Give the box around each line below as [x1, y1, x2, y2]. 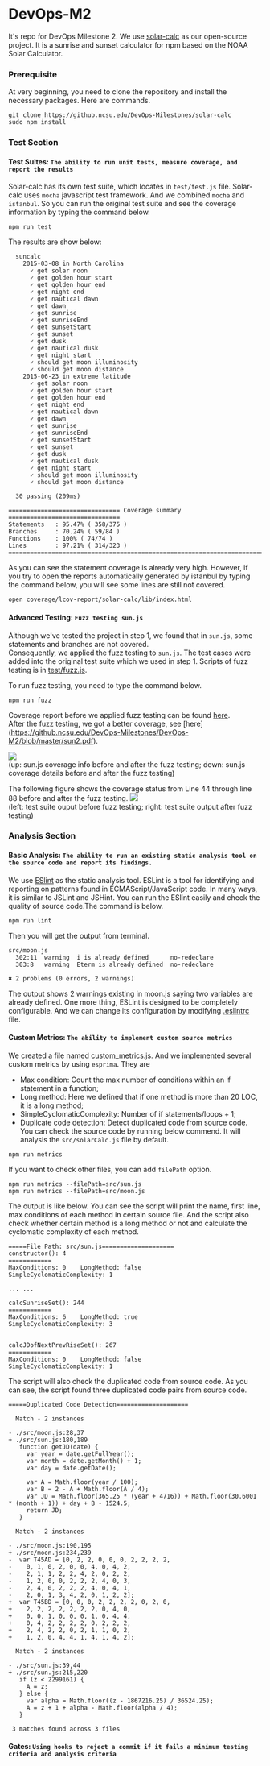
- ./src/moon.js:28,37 [8, 1428, 84, 1436]
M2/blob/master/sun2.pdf [8, 736, 94, 745]
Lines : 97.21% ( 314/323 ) [8, 541, 128, 550]
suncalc [15, 253, 42, 261]
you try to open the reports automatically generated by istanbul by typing [8, 571, 251, 581]
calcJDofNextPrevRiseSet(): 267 [8, 1341, 117, 1349]
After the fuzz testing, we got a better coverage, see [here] [8, 719, 203, 728]
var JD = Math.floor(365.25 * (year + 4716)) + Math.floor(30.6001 [26, 1492, 257, 1500]
